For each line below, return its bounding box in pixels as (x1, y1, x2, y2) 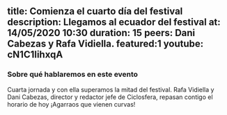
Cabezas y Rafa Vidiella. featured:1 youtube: (7, 38, 204, 50)
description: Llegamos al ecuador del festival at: (7, 17, 221, 28)
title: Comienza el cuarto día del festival (7, 6, 183, 17)
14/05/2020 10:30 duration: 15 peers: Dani (7, 27, 196, 39)
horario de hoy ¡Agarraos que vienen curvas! (7, 100, 136, 108)
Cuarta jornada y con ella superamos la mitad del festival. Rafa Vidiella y (7, 85, 214, 94)
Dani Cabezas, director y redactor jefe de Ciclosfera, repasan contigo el (7, 93, 214, 101)
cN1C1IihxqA (7, 48, 63, 61)
